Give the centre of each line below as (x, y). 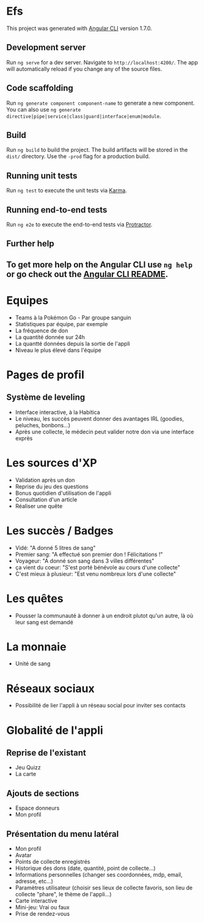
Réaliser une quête (39, 506)
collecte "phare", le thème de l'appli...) (63, 894)
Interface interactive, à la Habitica (58, 412)
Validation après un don (45, 480)
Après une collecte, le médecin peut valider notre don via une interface (104, 432)
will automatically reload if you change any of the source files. (84, 69)
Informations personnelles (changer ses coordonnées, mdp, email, (99, 875)
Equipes (27, 300)
